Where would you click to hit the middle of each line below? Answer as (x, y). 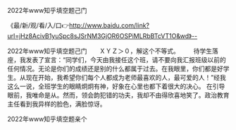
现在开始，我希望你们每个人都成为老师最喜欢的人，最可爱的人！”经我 (126, 77)
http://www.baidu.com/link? (110, 25)
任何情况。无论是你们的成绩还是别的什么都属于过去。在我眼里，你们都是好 (115, 69)
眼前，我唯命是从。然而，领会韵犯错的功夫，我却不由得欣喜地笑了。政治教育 (118, 95)
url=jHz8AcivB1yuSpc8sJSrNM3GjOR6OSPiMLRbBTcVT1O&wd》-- (103, 36)
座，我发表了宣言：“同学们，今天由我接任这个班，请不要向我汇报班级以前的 (117, 60)
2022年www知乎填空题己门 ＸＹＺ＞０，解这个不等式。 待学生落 (113, 51)
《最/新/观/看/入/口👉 (38, 25)
